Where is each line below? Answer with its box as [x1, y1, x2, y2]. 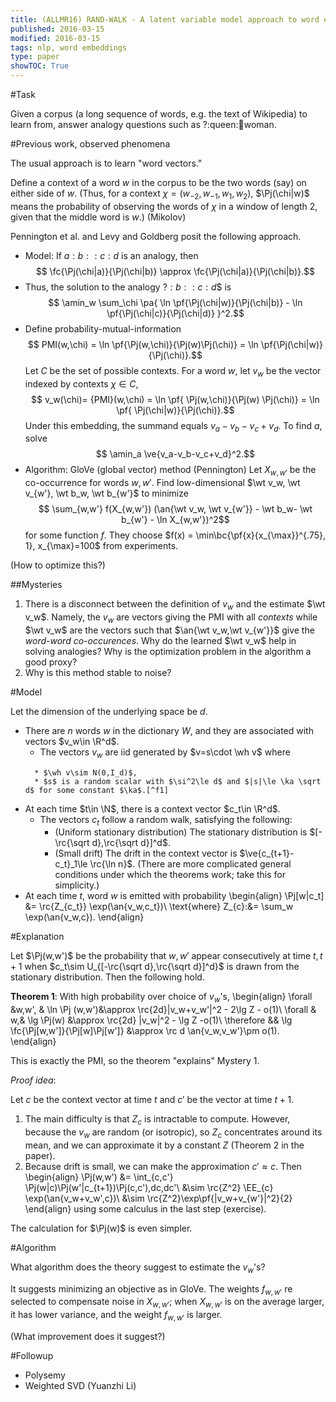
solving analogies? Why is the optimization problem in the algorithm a [24, 645, 312, 657]
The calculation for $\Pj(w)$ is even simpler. [10, 1222, 193, 1234]
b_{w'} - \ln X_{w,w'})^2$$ [121, 514, 230, 526]
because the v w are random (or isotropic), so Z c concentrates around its [24, 1126, 323, 1140]
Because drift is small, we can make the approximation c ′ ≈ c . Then [24, 1160, 302, 1172]
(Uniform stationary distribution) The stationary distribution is [54, 826, 308, 838]
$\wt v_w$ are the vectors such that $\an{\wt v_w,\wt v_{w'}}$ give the [24, 624, 315, 636]
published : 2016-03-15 [10, 24, 105, 34]
